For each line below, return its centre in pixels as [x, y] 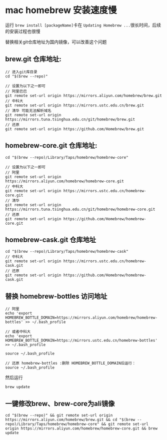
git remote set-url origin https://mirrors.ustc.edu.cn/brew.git [74, 105]
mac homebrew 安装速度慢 [61, 10]
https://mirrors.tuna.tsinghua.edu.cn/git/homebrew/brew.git [70, 119]
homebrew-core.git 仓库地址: [51, 146]
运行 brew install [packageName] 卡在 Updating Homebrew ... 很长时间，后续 [83, 25]
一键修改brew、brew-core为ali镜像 [60, 403]
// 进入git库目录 [21, 72]
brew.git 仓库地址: [33, 59]
